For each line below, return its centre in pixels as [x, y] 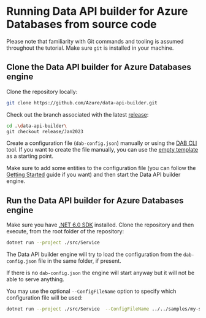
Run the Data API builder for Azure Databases [95, 200]
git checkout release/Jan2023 [45, 131]
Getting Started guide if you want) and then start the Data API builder [93, 175]
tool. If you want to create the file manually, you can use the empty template [102, 150]
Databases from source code [82, 24]
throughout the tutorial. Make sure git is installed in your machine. [90, 48]
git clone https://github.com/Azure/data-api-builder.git [82, 103]
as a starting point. [30, 156]
